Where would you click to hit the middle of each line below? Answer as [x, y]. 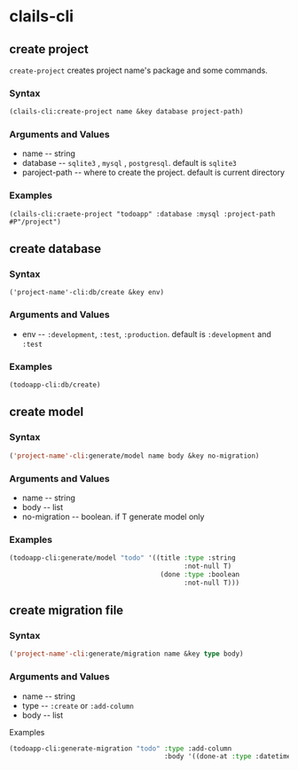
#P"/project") [35, 222]
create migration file [67, 611]
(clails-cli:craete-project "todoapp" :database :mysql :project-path [142, 214]
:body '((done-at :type [208, 757]
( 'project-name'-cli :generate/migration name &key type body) [126, 654]
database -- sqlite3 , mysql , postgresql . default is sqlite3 [129, 163]
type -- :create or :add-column [78, 705]
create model [47, 412]
